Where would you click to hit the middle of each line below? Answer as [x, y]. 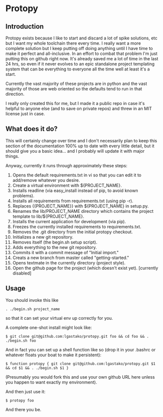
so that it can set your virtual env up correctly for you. [59, 318]
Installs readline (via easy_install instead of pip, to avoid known [75, 191]
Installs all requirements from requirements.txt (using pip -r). [73, 201]
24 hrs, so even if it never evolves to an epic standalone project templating [80, 64]
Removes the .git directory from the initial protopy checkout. [73, 232]
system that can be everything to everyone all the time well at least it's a [78, 69]
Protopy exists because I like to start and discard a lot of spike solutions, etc [81, 38]
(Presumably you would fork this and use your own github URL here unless [80, 377]
